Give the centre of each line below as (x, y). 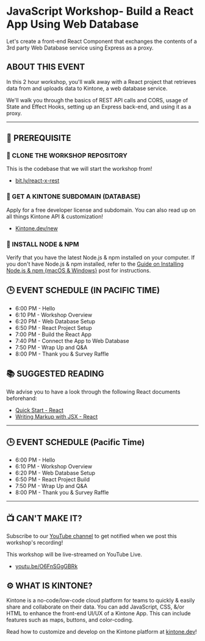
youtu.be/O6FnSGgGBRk (46, 566)
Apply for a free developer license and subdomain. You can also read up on (101, 210)
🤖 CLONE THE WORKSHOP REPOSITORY (67, 156)
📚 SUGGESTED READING (56, 374)
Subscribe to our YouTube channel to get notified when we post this (92, 536)
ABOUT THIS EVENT (46, 67)
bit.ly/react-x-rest (37, 181)
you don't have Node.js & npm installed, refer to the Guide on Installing (95, 264)
